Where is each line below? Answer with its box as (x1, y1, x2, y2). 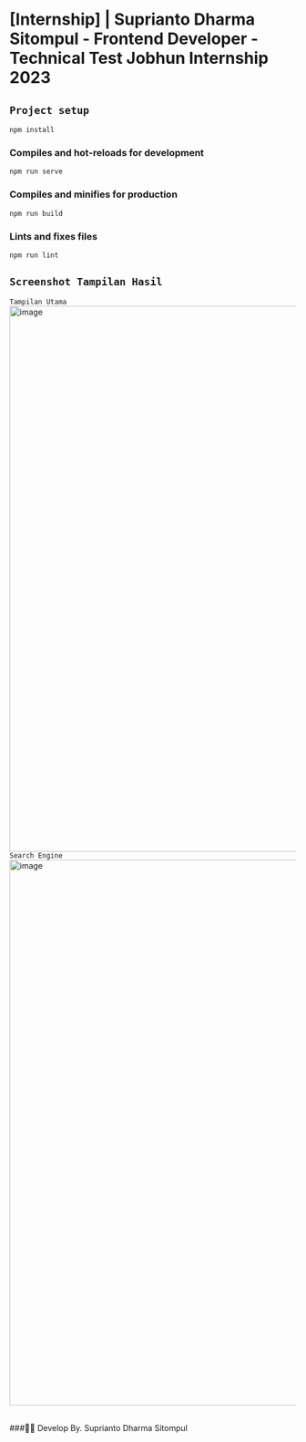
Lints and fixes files (9, 230, 98, 242)
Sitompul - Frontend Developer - (9, 28, 259, 49)
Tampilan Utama (9, 297, 67, 306)
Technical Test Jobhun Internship (9, 48, 269, 68)
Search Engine (9, 850, 64, 860)
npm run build (9, 209, 64, 218)
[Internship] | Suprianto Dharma (9, 9, 256, 30)
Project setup (9, 103, 89, 117)
